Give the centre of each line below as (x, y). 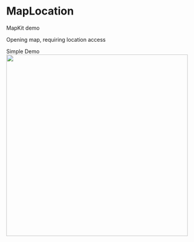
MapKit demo (23, 28)
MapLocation (40, 11)
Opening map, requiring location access (56, 39)
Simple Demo (23, 51)
